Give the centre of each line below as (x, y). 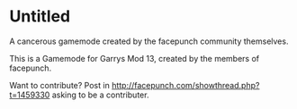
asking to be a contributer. (100, 95)
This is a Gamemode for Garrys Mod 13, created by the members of (134, 58)
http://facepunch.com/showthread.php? (185, 85)
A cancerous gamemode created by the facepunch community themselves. (149, 41)
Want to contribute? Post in (59, 85)
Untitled (40, 17)
